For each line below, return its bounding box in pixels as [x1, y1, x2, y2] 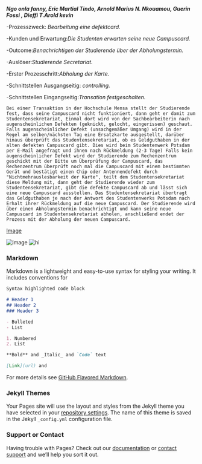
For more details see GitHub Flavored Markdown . [6, 374, 128, 381]
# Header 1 [6, 296, 34, 303]
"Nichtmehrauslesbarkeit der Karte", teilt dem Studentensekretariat [6, 174, 185, 180]
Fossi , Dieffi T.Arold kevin [6, 11, 74, 19]
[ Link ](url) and [6, 363, 47, 369]
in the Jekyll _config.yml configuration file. [6, 416, 113, 423]
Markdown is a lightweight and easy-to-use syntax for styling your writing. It [6, 267, 196, 275]
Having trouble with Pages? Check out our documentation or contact [6, 444, 177, 451]
